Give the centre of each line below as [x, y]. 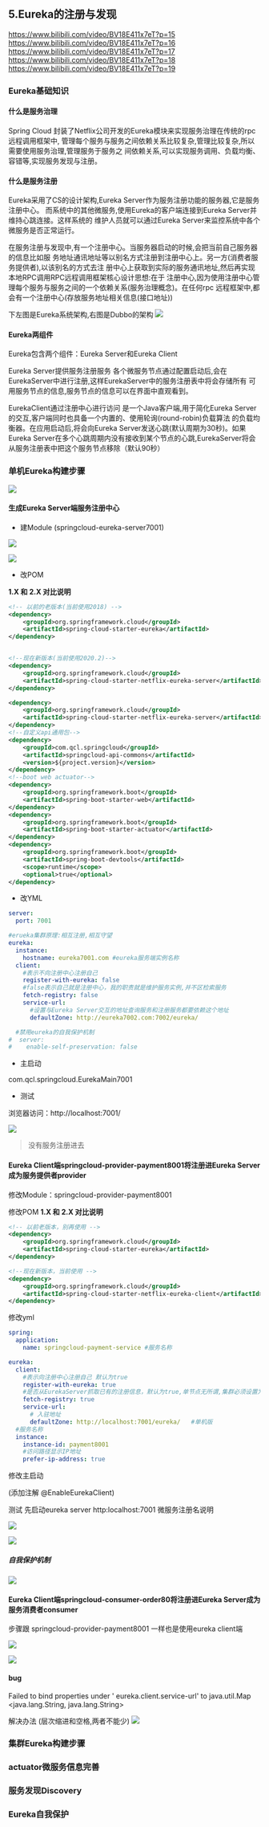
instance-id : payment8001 [66, 1445]
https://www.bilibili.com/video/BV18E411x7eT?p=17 [92, 51]
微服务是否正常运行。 [43, 231]
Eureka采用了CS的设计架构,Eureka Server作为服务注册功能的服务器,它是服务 [134, 200]
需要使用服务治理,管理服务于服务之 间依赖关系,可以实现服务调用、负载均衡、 [134, 150]
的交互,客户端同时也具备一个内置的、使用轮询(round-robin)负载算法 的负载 [131, 418]
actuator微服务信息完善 [54, 1768]
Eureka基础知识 [39, 91]
